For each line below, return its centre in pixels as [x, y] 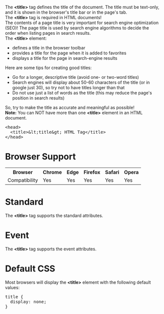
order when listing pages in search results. [48, 33]
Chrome [52, 172]
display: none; [28, 302]
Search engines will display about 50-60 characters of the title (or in [81, 82]
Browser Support [40, 157]
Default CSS [30, 268]
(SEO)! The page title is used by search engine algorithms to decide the [77, 28]
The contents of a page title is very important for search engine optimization [82, 23]
